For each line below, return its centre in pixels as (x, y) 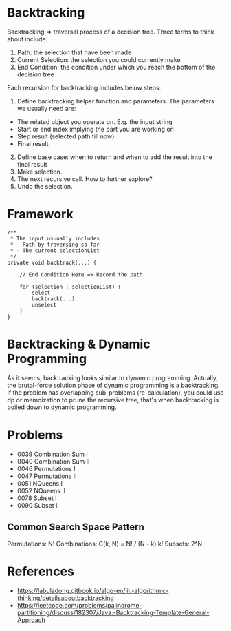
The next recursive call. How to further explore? (85, 179)
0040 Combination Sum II (53, 461)
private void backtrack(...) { (52, 262)
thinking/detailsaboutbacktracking (66, 598)
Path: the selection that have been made (74, 52)
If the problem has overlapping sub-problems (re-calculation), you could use (115, 392)
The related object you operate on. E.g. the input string (95, 121)
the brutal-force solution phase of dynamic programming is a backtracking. (113, 385)
